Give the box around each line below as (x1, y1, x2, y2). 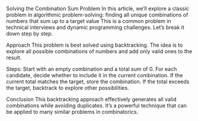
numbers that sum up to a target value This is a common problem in (6, 18, 171, 24)
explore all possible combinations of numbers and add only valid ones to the (6, 48, 193, 55)
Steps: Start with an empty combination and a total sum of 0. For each (6, 66, 177, 73)
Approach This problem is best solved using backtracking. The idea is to (6, 41, 183, 48)
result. (6, 54, 22, 61)
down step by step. (6, 30, 53, 37)
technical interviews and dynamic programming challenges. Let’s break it (6, 24, 185, 31)
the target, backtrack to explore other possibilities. (6, 84, 129, 91)
